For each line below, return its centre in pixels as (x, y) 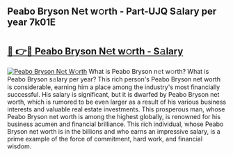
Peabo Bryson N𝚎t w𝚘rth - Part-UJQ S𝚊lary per (112, 11)
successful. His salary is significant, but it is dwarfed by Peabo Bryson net (113, 94)
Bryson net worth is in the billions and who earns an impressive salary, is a (114, 131)
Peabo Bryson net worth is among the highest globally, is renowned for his (114, 117)
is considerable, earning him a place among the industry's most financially (114, 87)
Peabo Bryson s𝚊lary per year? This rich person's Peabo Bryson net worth (114, 79)
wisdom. (19, 146)
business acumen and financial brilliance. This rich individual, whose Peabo (115, 124)
